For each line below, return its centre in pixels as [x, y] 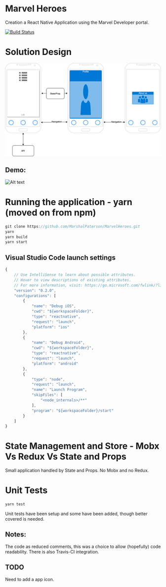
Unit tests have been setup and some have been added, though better [76, 514]
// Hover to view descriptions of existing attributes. [73, 280]
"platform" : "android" [55, 364]
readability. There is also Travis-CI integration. [52, 552]
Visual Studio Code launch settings [61, 257]
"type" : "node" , [48, 379]
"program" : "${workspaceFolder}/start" [72, 411]
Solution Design [38, 52]
